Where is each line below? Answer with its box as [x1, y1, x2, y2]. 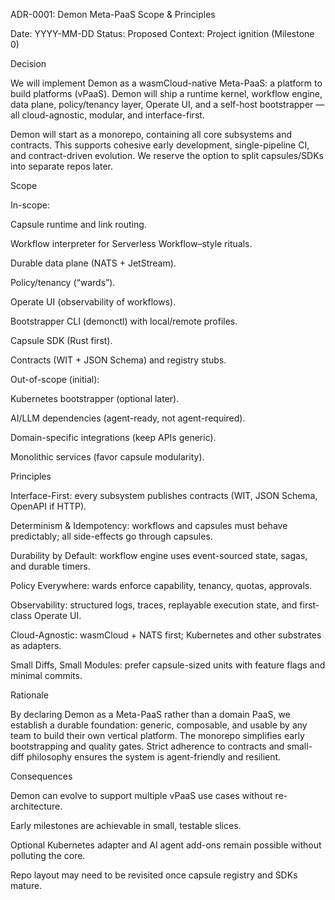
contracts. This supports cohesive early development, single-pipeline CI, [10, 139, 310, 151]
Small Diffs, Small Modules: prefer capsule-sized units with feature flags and [10, 659, 326, 671]
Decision [10, 58, 47, 69]
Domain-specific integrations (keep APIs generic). [10, 432, 217, 443]
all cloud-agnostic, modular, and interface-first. [10, 109, 205, 121]
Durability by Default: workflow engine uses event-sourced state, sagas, [10, 550, 308, 561]
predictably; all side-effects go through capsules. [10, 530, 213, 542]
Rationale [10, 689, 49, 701]
